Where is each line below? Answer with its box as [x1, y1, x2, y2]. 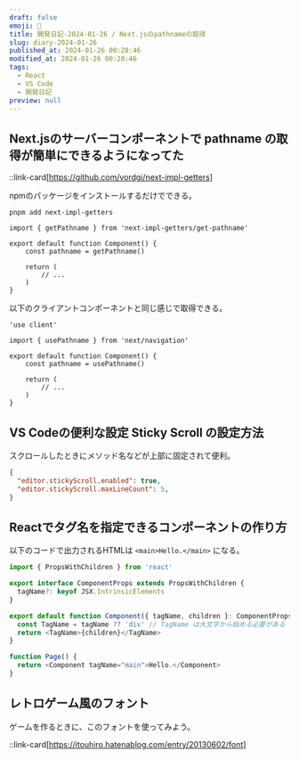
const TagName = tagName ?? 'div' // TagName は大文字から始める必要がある [17, 620, 286, 629]
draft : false [9, 12, 58, 22]
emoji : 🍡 [9, 21, 42, 30]
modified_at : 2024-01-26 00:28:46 [9, 54, 138, 63]
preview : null [9, 95, 62, 105]
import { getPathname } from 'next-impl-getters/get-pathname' [9, 224, 249, 233]
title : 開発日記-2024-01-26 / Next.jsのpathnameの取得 [9, 29, 206, 38]
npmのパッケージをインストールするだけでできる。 [9, 191, 198, 201]
